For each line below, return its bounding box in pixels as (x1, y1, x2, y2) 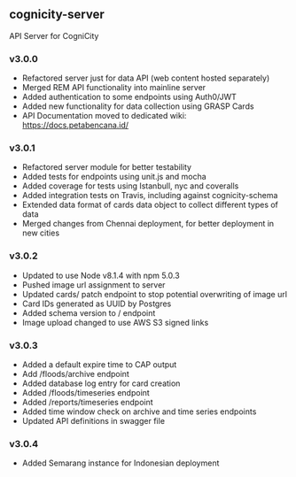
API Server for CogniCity (9, 30, 99, 41)
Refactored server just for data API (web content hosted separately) (21, 73, 270, 83)
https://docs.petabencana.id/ (21, 119, 129, 131)
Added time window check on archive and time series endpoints (21, 406, 257, 417)
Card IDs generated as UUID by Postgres (21, 298, 172, 309)
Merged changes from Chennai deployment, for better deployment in (21, 219, 275, 229)
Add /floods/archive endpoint (21, 369, 130, 379)
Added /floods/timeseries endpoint (21, 388, 151, 397)
